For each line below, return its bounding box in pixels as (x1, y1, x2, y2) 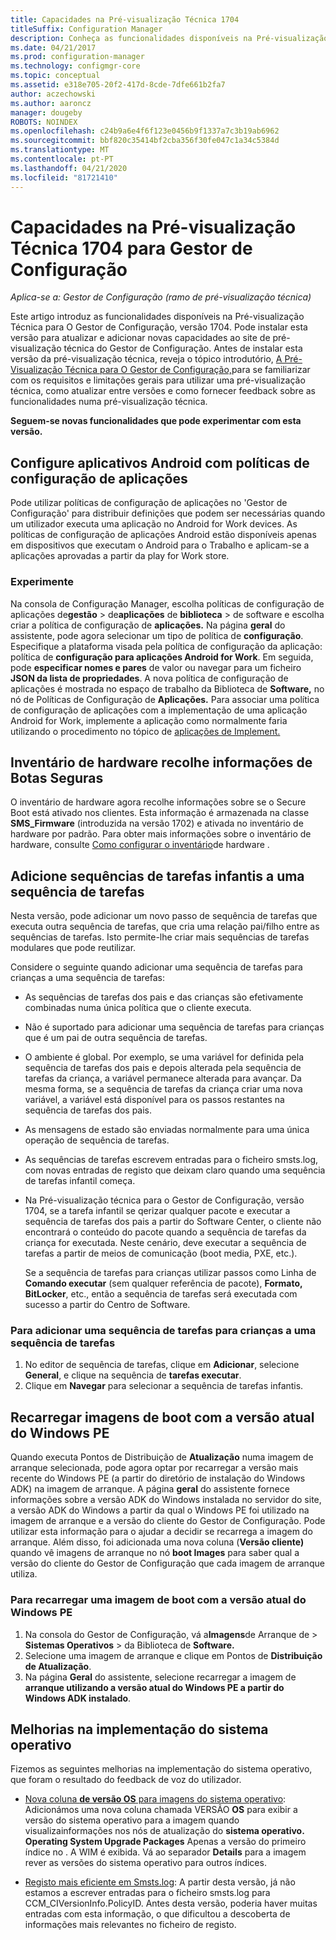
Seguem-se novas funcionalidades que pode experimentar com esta (10, 415, 302, 427)
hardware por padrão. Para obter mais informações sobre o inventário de (10, 828, 312, 840)
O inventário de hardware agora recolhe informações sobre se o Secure (10, 796, 307, 808)
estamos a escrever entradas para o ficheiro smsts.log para (24, 1887, 271, 1899)
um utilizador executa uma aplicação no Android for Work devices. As (10, 518, 298, 530)
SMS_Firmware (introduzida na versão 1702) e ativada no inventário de (10, 817, 304, 830)
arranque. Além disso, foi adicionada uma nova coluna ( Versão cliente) (10, 1536, 305, 1548)
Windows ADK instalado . (24, 1692, 132, 1704)
